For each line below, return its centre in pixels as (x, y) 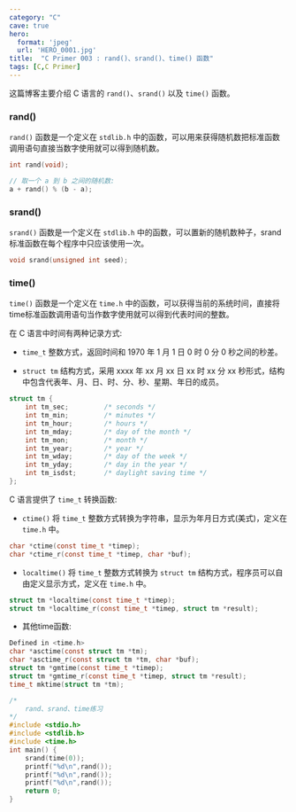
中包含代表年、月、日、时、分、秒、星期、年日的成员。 (122, 382)
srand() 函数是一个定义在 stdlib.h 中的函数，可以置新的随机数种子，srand (145, 232)
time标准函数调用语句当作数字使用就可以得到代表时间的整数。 (121, 315)
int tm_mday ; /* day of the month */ (108, 432)
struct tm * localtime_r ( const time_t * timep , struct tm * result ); (134, 608)
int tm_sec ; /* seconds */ (91, 407)
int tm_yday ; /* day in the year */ (106, 465)
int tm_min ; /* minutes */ (91, 416)
